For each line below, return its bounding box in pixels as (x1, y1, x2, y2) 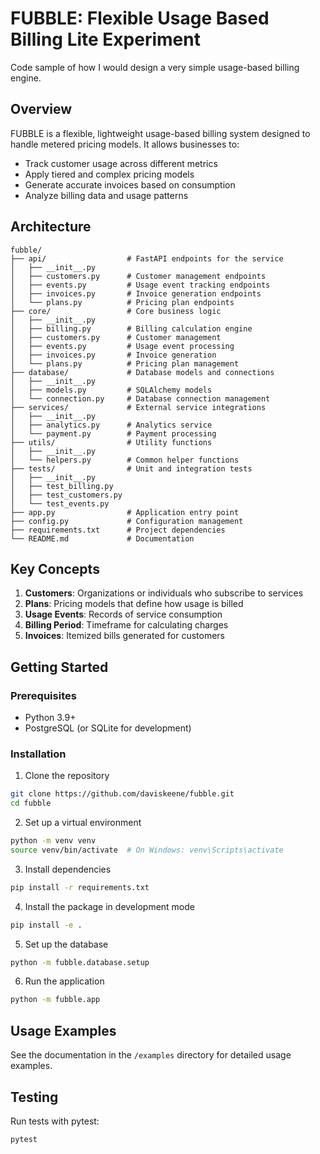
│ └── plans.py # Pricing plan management (10, 358, 240, 369)
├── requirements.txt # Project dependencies (10, 525, 226, 535)
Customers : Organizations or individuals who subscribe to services (24, 587, 304, 599)
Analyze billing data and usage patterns (24, 189, 189, 201)
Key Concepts (10, 560, 100, 577)
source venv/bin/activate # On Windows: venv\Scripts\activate (10, 845, 284, 855)
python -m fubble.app (10, 995, 101, 1005)
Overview (10, 101, 73, 118)
